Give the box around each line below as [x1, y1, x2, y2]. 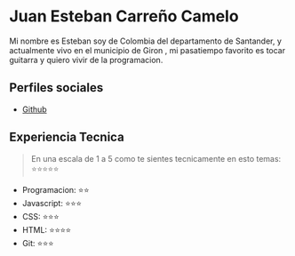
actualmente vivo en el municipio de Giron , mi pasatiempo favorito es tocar [9, 44, 286, 55]
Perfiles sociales [9, 80, 104, 95]
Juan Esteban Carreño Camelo [9, 6, 239, 27]
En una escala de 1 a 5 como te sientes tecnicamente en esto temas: [30, 153, 282, 164]
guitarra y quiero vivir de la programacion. [9, 54, 163, 65]
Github [21, 104, 47, 115]
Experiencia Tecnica [9, 130, 124, 145]
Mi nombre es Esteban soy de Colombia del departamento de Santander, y [9, 36, 283, 46]
